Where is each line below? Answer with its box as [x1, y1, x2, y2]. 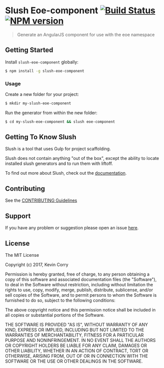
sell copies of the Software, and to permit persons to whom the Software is [5, 292, 157, 298]
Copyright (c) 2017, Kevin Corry [5, 261, 69, 268]
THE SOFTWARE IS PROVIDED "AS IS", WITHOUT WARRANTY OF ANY [5, 321, 148, 327]
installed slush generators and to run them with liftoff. [5, 160, 113, 167]
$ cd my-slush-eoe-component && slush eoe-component [5, 119, 115, 124]
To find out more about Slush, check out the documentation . [5, 170, 127, 176]
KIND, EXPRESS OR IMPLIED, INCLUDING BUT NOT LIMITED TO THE [5, 327, 144, 333]
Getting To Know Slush [5, 133, 77, 141]
